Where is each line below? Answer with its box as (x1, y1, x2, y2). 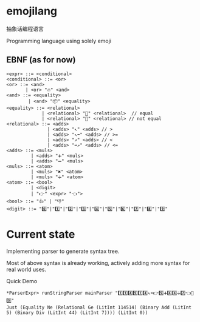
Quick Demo (6, 277, 38, 284)
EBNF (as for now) (6, 55, 76, 65)
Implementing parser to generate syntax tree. (6, 247, 120, 255)
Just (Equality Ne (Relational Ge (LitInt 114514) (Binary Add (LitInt (6, 304, 191, 310)
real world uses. (6, 266, 47, 273)
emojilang (6, 4, 58, 18)
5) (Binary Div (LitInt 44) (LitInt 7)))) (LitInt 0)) (6, 309, 148, 316)
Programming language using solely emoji (6, 37, 111, 44)
